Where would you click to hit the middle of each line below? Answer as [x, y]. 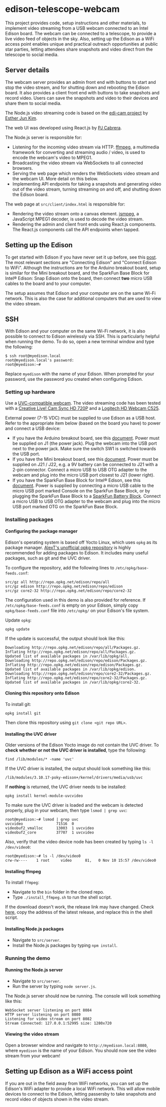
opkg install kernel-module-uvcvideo [44, 796]
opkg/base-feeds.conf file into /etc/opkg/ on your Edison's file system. [77, 610]
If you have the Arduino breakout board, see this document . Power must [86, 438]
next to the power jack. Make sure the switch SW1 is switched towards [84, 448]
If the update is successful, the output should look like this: [65, 638]
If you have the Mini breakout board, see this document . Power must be [85, 459]
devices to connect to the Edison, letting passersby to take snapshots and [81, 1094]
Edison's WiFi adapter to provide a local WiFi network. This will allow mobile [83, 1089]
